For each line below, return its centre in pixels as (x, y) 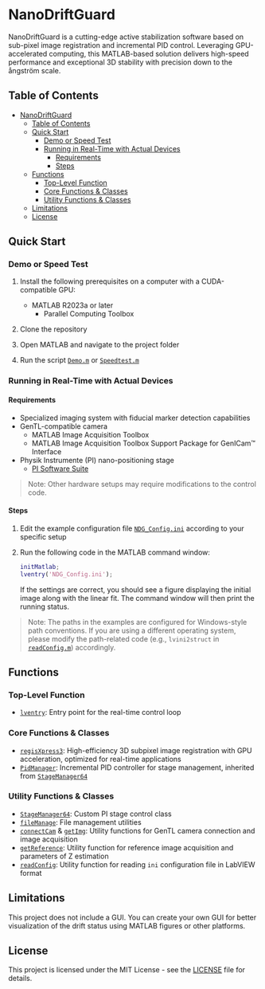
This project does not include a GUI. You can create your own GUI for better (132, 917)
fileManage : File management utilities (80, 822)
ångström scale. (35, 70)
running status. (45, 606)
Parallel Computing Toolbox (89, 314)
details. (20, 979)
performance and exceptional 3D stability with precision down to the (121, 62)
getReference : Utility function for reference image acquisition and (127, 847)
